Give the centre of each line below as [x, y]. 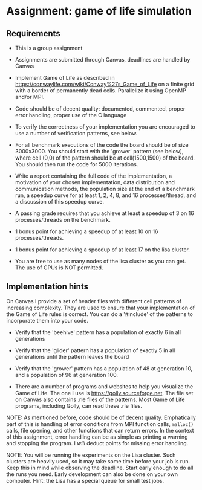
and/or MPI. [30, 97]
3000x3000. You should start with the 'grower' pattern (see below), [99, 151]
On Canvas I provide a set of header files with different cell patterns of [94, 301]
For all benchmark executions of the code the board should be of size [102, 145]
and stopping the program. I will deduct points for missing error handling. [97, 443]
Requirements [33, 34]
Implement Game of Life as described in [65, 78]
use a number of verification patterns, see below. [76, 133]
